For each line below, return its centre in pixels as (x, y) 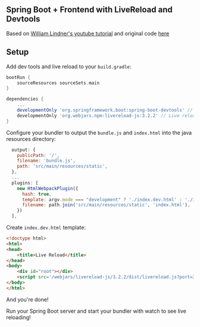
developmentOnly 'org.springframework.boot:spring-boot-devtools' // (105, 110)
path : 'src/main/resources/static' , (62, 166)
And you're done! (27, 299)
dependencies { (25, 99)
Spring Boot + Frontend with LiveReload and (89, 10)
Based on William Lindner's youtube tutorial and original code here (88, 33)
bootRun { (18, 77)
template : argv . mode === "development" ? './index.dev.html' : (102, 199)
